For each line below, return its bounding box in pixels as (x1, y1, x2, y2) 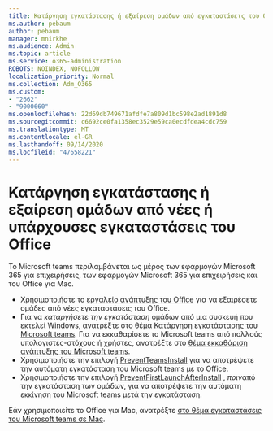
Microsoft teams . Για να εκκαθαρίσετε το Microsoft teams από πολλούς (19, 329, 262, 339)
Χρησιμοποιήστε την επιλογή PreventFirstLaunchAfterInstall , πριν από (19, 372, 256, 382)
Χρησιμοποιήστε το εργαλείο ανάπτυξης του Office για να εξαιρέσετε (19, 294, 258, 305)
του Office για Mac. (8, 279, 75, 289)
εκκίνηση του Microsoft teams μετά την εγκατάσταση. (19, 390, 202, 399)
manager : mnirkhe (8, 34, 67, 43)
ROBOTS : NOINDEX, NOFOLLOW (8, 65, 100, 73)
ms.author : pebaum (8, 20, 71, 28)
